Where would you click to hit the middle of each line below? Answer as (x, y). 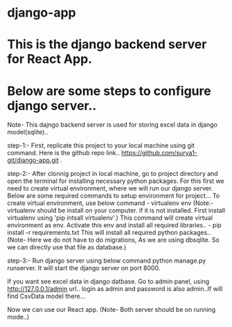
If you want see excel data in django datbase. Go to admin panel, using (108, 281)
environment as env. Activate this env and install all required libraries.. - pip (114, 225)
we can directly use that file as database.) (67, 247)
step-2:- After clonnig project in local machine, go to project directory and (113, 174)
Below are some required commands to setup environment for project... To (114, 196)
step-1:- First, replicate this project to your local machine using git (101, 145)
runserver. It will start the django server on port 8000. (84, 268)
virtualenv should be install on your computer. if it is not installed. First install (116, 211)
